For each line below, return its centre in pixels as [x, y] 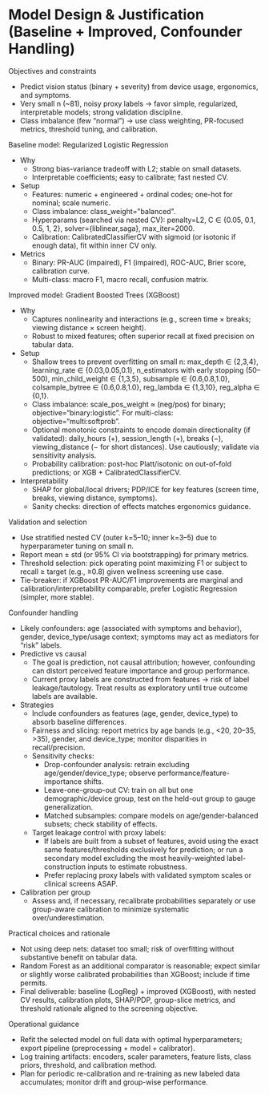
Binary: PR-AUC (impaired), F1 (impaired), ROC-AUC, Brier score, [139, 262]
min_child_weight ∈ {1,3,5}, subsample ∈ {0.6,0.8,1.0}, [141, 378]
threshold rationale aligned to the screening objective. [109, 1008]
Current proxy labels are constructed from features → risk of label [141, 679]
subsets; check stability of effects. [100, 824]
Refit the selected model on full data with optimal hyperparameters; [131, 1039]
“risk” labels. [41, 645]
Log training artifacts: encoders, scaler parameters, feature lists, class [135, 1057]
